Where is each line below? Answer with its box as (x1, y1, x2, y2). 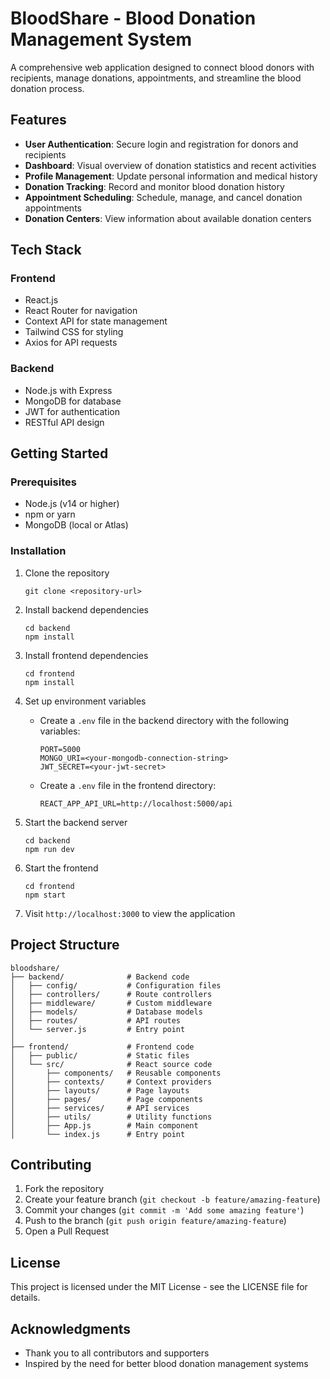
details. (10, 1292, 41, 1304)
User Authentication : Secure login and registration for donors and (24, 138, 299, 150)
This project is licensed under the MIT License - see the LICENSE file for (10, 1281, 308, 1293)
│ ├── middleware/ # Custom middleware (10, 998, 213, 1008)
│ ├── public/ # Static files (10, 1050, 190, 1061)
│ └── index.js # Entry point (10, 1129, 186, 1139)
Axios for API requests (24, 337, 118, 349)
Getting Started (10, 445, 109, 462)
